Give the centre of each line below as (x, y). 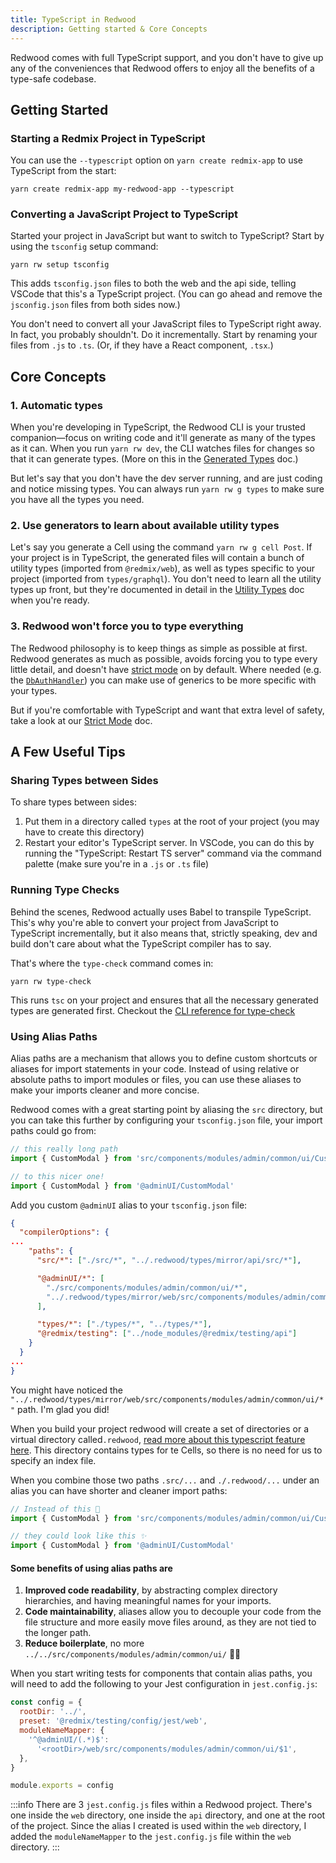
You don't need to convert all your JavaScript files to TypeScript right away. (166, 324)
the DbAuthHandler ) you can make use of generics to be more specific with (163, 680)
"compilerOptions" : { (64, 1232)
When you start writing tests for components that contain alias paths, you (161, 1673)
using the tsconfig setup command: (84, 247)
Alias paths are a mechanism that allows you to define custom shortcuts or (164, 1058)
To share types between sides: (73, 802)
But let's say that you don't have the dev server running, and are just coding (166, 478)
